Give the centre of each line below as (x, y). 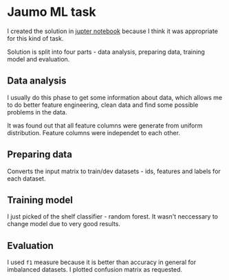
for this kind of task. (35, 38)
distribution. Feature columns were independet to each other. (94, 132)
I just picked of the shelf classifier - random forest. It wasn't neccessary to (113, 217)
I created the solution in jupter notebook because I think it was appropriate (113, 31)
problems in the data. (37, 112)
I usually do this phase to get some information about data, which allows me (115, 97)
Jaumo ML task (52, 12)
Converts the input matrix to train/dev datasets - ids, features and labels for (114, 171)
